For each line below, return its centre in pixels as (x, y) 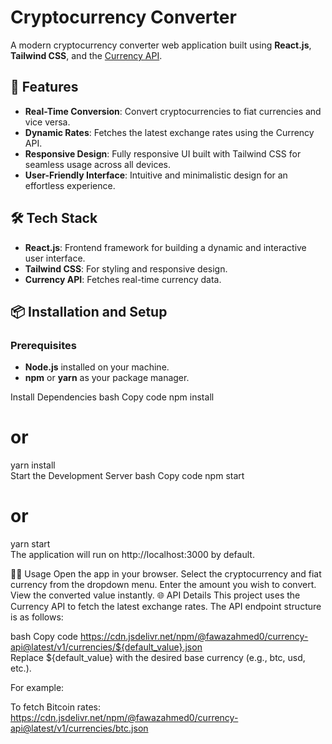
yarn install (33, 465)
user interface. (55, 258)
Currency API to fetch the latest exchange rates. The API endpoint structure (166, 607)
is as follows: (37, 617)
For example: (37, 688)
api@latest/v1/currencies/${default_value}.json (106, 647)
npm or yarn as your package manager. (107, 378)
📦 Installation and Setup (89, 311)
